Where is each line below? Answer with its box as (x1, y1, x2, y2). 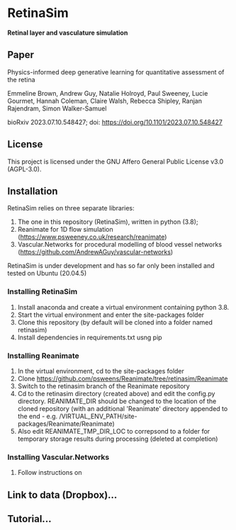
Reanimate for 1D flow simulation (17, 225, 113, 234)
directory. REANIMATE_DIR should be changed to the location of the (17, 397, 217, 405)
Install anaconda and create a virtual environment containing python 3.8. (17, 303, 230, 311)
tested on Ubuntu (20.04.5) (7, 269, 87, 278)
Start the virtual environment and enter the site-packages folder (17, 310, 204, 319)
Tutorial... (7, 513, 52, 525)
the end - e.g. (17, 412, 58, 420)
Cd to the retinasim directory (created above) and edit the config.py (17, 389, 215, 397)
